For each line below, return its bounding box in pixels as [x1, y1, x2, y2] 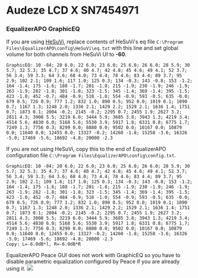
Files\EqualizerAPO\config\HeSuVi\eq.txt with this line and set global [6, 45, 178, 52]
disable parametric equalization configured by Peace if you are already [6, 258, 180, 265]
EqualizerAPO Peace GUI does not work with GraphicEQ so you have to [6, 252, 181, 259]
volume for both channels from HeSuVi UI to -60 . [6, 51, 127, 58]
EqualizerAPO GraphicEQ [6, 25, 80, 33]
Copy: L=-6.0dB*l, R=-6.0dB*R [6, 241, 81, 247]
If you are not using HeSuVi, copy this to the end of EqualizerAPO [6, 146, 166, 153]
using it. [6, 265, 26, 272]
